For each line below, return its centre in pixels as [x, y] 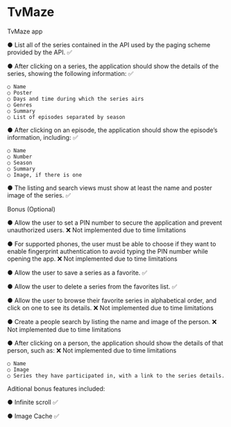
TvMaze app [25, 31]
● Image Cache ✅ [33, 416]
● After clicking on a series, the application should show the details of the [113, 66]
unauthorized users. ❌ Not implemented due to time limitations [97, 229]
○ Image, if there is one [44, 175]
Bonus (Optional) [31, 209]
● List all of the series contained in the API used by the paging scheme [109, 45]
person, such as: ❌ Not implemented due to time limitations [92, 350]
